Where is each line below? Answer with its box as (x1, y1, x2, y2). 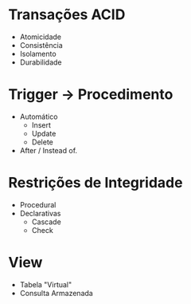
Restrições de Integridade (8, 174, 183, 192)
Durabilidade (19, 57, 62, 67)
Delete (31, 137, 54, 147)
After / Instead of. (19, 145, 78, 155)
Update (31, 128, 57, 138)
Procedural (19, 199, 57, 209)
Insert (31, 120, 52, 129)
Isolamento (19, 49, 57, 58)
